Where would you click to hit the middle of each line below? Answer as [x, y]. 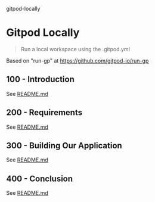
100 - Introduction [40, 80]
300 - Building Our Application [64, 145]
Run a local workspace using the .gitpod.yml [75, 49]
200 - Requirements [44, 113]
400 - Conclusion [40, 178]
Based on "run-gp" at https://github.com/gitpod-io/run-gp [77, 60]
